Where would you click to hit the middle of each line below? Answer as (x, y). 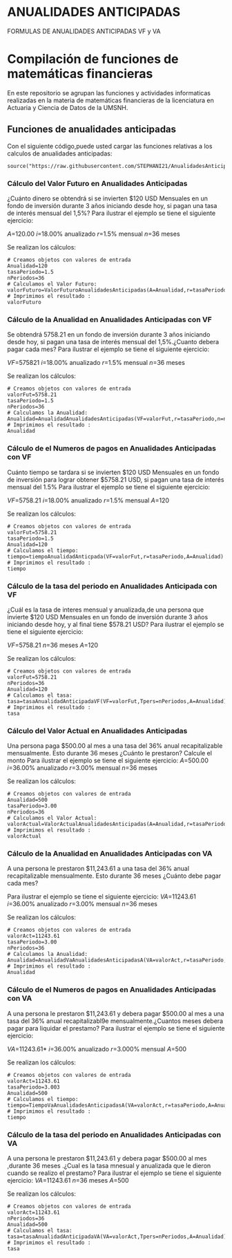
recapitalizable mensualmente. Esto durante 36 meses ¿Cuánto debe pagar (114, 876)
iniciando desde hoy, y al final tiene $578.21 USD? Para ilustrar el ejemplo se (116, 624)
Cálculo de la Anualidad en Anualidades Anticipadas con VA (110, 854)
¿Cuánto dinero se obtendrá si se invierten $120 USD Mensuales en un (108, 198)
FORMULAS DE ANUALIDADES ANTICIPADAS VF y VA (84, 31)
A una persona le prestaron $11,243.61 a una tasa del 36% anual (98, 869)
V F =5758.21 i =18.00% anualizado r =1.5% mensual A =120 (88, 500)
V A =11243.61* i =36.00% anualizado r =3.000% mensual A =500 (97, 1049)
